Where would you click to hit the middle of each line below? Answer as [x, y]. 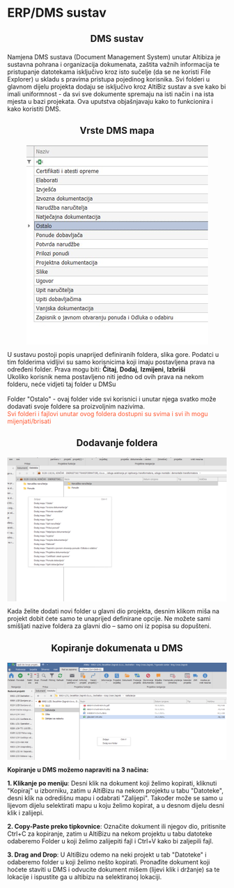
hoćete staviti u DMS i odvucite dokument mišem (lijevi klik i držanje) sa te [114, 870]
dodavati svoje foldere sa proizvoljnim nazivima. [76, 406]
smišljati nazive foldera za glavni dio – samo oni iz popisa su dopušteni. [109, 626]
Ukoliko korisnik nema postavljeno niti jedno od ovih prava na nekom [106, 376]
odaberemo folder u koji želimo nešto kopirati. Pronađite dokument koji [109, 862]
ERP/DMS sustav [57, 13]
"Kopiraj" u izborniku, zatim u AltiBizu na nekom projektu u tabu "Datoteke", [116, 791]
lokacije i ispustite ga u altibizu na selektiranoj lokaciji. [85, 877]
